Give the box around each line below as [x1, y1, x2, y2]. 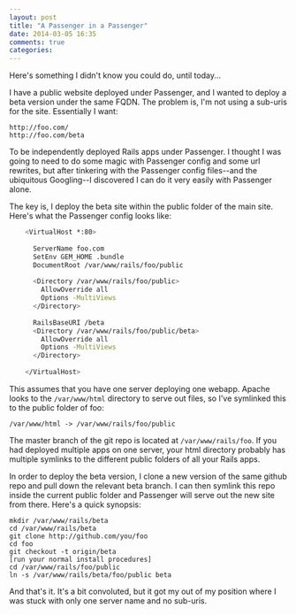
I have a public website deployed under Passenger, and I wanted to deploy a [9, 88, 287, 98]
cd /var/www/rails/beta [9, 524, 97, 533]
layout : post [9, 12, 57, 22]
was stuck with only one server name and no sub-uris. [9, 595, 208, 606]
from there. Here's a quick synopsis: [9, 499, 141, 510]
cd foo [9, 539, 34, 549]
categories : [9, 46, 53, 55]
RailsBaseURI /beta [32, 318, 104, 327]
